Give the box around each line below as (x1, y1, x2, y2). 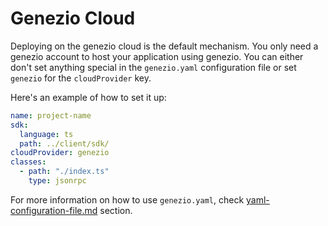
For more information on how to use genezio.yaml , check (10, 193, 245, 206)
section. (99, 204, 133, 216)
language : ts (19, 129, 74, 139)
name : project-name (10, 110, 92, 121)
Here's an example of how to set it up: (10, 91, 167, 103)
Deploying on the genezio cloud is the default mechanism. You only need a (10, 40, 319, 52)
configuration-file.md (10, 204, 98, 216)
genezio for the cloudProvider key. (10, 72, 152, 84)
